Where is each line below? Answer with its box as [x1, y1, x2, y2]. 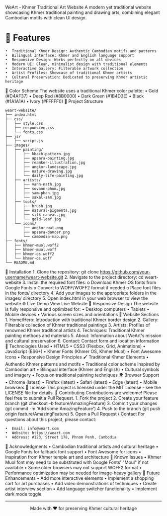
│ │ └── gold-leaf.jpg [5, 216, 61, 222]
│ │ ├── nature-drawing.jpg [5, 169, 72, 173]
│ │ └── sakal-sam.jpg [5, 195, 61, 200]
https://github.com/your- [100, 268, 151, 275]
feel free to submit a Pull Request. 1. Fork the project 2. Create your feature [5, 395, 159, 401]
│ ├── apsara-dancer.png [5, 230, 70, 235]
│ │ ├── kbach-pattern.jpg [5, 151, 70, 156]
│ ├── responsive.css [5, 125, 55, 130]
